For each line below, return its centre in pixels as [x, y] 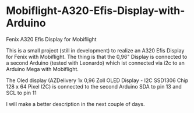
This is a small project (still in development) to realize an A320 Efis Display [95, 50]
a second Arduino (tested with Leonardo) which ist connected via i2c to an [96, 63]
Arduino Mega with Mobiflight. [42, 69]
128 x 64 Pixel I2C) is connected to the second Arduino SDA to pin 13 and [94, 86]
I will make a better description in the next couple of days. [75, 104]
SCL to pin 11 [21, 93]
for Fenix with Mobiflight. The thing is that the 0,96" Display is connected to [97, 57]
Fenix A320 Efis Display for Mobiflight [52, 39]
